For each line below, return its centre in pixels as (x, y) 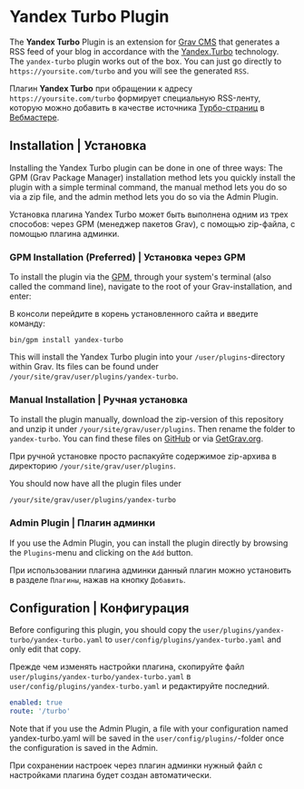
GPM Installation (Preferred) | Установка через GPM (127, 257)
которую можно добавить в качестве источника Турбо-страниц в (137, 107)
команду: (27, 323)
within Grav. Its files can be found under (84, 367)
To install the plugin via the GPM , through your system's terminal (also (141, 277)
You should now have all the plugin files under (95, 484)
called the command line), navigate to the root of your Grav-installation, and (151, 287)
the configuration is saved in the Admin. (84, 748)
